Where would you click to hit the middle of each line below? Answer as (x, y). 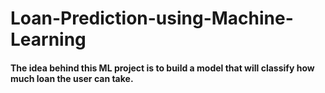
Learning (48, 39)
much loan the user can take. (72, 78)
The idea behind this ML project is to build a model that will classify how (162, 68)
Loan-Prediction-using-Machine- (152, 18)
